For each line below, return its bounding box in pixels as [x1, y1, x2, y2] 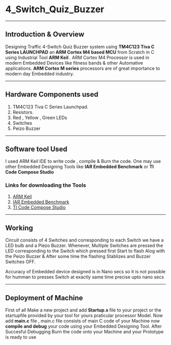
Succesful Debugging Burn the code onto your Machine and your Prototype [5, 329, 164, 335]
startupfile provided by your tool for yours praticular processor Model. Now [5, 312, 163, 319]
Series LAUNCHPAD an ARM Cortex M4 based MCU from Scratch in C [5, 49, 154, 55]
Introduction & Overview [5, 30, 84, 39]
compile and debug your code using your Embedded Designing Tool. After [5, 323, 162, 329]
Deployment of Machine [5, 294, 83, 302]
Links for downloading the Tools [5, 182, 87, 189]
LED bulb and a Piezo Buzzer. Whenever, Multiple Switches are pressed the [5, 243, 163, 249]
